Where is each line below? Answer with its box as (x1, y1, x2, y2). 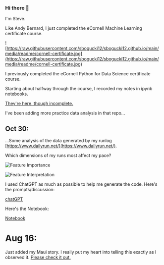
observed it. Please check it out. (5, 255, 71, 261)
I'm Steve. (5, 16, 26, 22)
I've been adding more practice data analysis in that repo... (5, 110, 125, 116)
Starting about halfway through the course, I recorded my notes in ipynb (5, 86, 153, 92)
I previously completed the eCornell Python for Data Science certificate (5, 71, 151, 77)
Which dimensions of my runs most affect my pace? (5, 153, 111, 159)
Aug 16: (5, 233, 37, 244)
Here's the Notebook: (5, 206, 49, 212)
